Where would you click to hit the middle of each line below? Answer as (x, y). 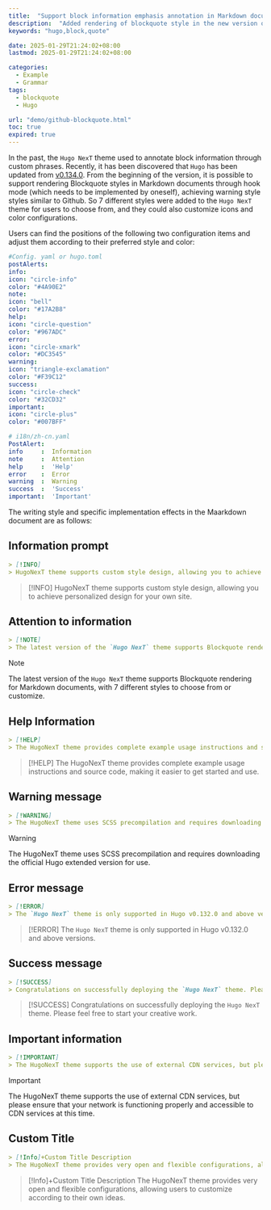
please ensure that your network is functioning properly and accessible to (131, 1104)
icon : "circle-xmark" (45, 347)
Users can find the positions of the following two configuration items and (129, 233)
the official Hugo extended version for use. (79, 863)
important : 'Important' (50, 497)
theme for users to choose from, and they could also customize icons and (131, 209)
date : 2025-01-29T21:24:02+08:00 (65, 45)
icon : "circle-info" (43, 279)
